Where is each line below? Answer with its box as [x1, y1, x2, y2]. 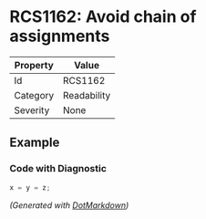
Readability [62, 89, 111, 101]
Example [9, 135, 60, 151]
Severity [14, 103, 50, 116]
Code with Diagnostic [9, 162, 108, 175]
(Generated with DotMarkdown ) [9, 199, 129, 211]
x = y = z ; [9, 182, 51, 193]
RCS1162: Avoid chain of [9, 6, 197, 27]
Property [14, 58, 55, 71]
